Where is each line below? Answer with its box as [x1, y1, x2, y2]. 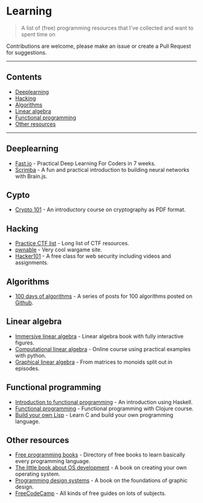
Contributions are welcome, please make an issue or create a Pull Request [6, 42, 192, 50]
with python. [14, 352, 47, 359]
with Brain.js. [14, 173, 48, 180]
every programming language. [14, 458, 91, 465]
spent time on [21, 30, 56, 38]
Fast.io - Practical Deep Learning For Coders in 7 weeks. [14, 159, 156, 167]
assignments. [14, 259, 49, 266]
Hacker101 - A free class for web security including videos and [14, 252, 171, 260]
